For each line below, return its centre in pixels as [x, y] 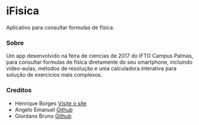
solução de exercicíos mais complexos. [54, 75]
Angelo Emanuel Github [44, 110]
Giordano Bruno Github [43, 116]
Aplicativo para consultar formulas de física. [60, 27]
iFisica [23, 11]
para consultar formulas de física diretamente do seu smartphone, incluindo [99, 62]
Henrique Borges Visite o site [51, 103]
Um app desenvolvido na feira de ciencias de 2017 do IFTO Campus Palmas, [100, 56]
